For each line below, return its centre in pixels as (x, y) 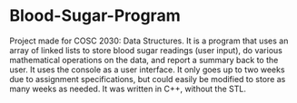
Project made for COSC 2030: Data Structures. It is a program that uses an (149, 41)
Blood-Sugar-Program (95, 16)
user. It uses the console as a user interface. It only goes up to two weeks (147, 70)
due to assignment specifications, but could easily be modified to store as (148, 79)
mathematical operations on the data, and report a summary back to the (144, 60)
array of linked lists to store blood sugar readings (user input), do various (146, 50)
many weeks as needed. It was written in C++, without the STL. (128, 89)
